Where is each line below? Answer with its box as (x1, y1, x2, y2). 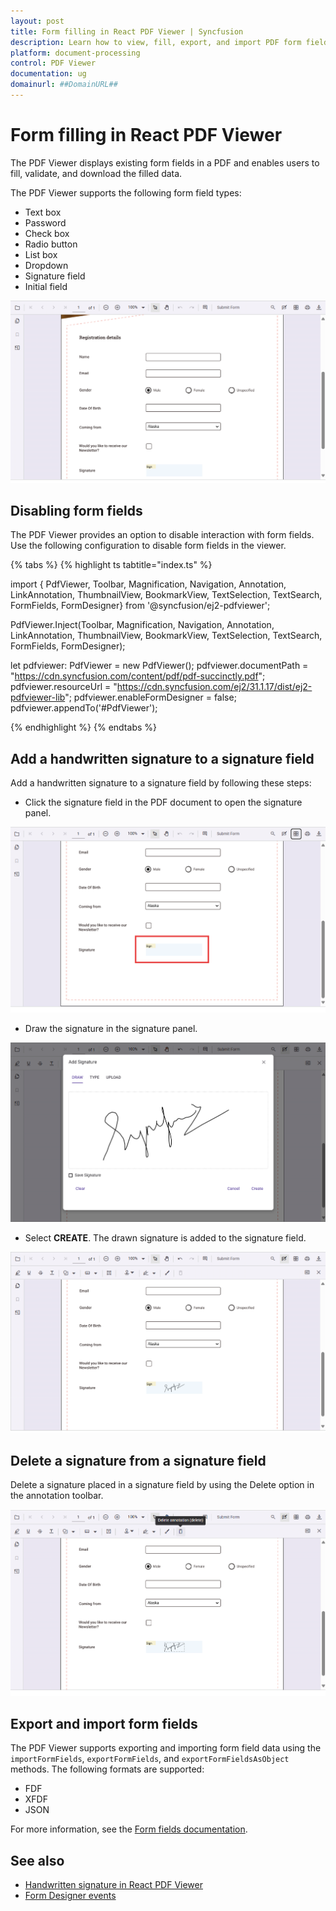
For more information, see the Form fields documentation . (10, 1823, 248, 1835)
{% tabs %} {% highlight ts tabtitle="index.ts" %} (10, 559, 213, 571)
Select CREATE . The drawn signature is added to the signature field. (24, 1232, 307, 1244)
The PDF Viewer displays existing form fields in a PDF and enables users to (10, 156, 320, 169)
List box (24, 248, 58, 260)
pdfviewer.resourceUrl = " (10, 681, 118, 693)
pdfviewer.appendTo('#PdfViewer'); (10, 702, 158, 714)
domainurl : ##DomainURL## (10, 80, 118, 90)
